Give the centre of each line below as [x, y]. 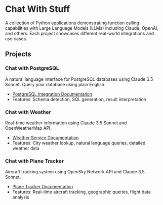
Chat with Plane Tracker [35, 161]
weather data [26, 148]
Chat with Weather [28, 112]
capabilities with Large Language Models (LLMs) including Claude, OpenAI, [82, 28]
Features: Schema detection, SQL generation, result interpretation [79, 99]
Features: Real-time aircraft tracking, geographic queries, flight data [81, 192]
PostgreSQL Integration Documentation [52, 94]
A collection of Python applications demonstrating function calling [72, 23]
